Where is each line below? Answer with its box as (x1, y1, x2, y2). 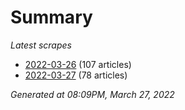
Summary (10, 6, 93, 29)
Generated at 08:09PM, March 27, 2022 (10, 88, 175, 100)
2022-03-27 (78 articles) (24, 69, 128, 81)
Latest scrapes (10, 39, 72, 51)
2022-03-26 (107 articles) (24, 58, 132, 70)
